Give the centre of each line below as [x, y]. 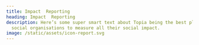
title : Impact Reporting [38, 11]
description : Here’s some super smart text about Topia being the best [96, 22]
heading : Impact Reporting [41, 17]
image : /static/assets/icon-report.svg [55, 33]
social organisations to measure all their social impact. [86, 28]
